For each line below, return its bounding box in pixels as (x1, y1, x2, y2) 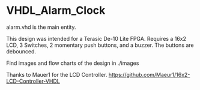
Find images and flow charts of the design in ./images (6, 59, 139, 67)
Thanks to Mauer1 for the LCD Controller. (6, 71, 108, 78)
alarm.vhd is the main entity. (6, 23, 76, 31)
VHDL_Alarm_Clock (6, 4, 106, 17)
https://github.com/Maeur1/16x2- (108, 71, 190, 78)
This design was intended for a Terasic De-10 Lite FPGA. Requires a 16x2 (6, 35, 186, 42)
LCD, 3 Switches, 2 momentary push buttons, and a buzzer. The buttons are (6, 41, 194, 49)
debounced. (6, 47, 37, 55)
